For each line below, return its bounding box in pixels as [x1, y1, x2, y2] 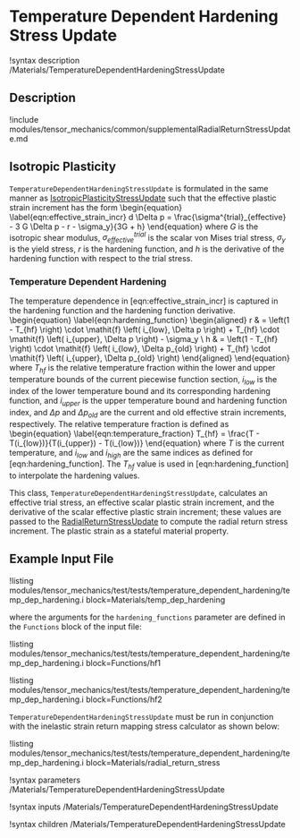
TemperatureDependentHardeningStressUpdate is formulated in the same [9, 183, 269, 193]
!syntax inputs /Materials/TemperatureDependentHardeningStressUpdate [9, 801, 279, 812]
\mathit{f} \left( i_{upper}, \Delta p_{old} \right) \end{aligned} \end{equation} [9, 353, 290, 363]
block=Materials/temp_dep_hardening [86, 594, 226, 605]
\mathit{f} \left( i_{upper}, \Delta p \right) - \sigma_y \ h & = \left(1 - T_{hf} [9, 334, 279, 345]
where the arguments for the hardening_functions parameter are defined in [9, 611, 286, 622]
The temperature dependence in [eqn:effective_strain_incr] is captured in [9, 295, 279, 306]
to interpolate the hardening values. [9, 470, 140, 481]
